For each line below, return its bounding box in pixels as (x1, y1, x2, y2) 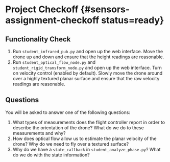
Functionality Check (5, 35, 71, 43)
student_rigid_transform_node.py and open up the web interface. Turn (12, 65, 162, 71)
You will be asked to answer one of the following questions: (5, 109, 130, 115)
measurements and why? (12, 130, 66, 136)
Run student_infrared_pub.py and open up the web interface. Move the (12, 49, 163, 54)
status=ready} (101, 14, 164, 26)
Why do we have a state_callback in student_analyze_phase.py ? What (12, 146, 161, 152)
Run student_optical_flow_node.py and (12, 59, 96, 65)
